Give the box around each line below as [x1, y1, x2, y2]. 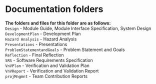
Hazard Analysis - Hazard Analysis [5, 36, 77, 42]
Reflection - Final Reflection [5, 51, 64, 58]
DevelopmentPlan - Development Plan [5, 30, 81, 36]
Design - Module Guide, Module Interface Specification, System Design [5, 25, 151, 31]
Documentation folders [5, 3, 103, 15]
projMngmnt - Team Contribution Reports [5, 73, 88, 79]
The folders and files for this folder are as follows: [5, 20, 111, 26]
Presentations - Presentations [5, 41, 67, 47]
